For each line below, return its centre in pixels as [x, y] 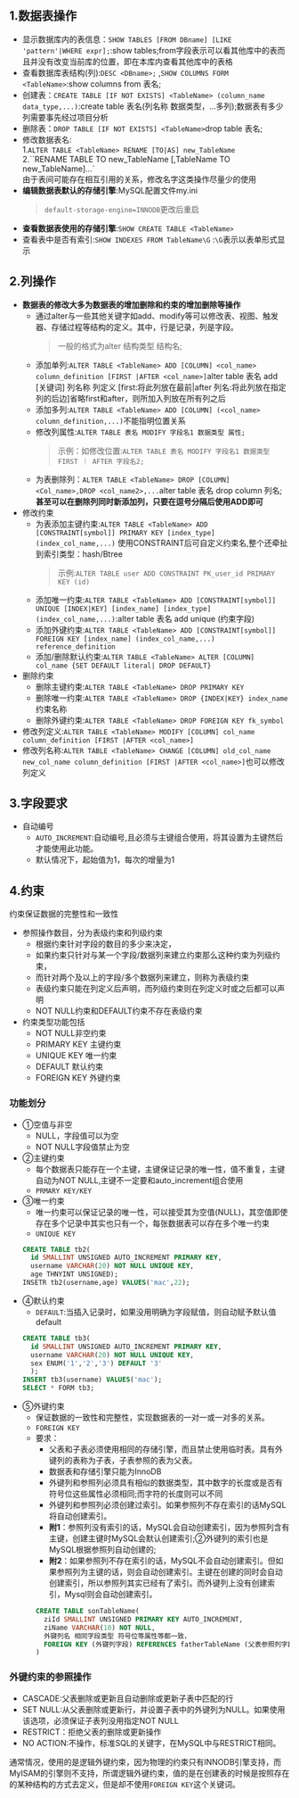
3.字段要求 [39, 804]
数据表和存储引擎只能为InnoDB [105, 1471]
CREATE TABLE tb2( [56, 1249]
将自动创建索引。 [80, 1516]
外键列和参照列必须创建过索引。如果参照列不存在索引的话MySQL [167, 1505]
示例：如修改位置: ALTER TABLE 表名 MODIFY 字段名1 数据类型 [163, 451]
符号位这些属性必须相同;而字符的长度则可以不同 [136, 1494]
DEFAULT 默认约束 [69, 1067]
